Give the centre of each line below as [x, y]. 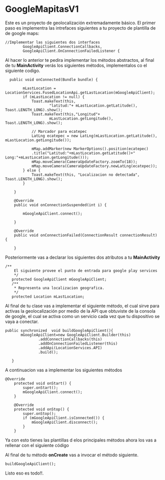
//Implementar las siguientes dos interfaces [52, 42]
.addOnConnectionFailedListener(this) [78, 343]
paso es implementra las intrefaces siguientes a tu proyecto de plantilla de [81, 28]
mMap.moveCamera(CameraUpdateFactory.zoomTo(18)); [84, 161]
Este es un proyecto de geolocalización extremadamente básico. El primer [81, 23]
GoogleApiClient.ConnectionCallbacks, [63, 46]
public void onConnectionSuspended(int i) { [60, 205]
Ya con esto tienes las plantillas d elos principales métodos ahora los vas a [81, 440]
